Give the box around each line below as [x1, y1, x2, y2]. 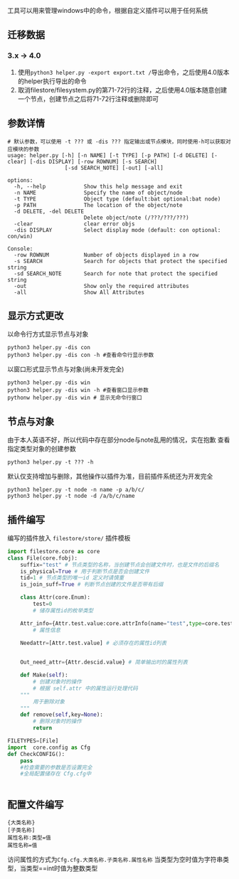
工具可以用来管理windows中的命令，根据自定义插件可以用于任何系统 [7, 6, 208, 14]
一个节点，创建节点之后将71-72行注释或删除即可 [17, 95, 159, 103]
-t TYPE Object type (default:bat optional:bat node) [14, 195, 221, 203]
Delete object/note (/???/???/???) [83, 214, 190, 221]
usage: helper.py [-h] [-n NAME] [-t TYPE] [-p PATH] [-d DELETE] [7, 151, 208, 159]
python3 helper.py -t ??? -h [7, 459, 94, 466]
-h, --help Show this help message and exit [14, 183, 183, 190]
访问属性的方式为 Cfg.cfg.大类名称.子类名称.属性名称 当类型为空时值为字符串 [7, 856, 223, 863]
